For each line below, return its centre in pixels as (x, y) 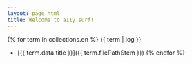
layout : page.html (33, 13)
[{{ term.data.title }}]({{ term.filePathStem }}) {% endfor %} (101, 53)
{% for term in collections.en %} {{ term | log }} (74, 39)
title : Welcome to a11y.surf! (51, 20)
